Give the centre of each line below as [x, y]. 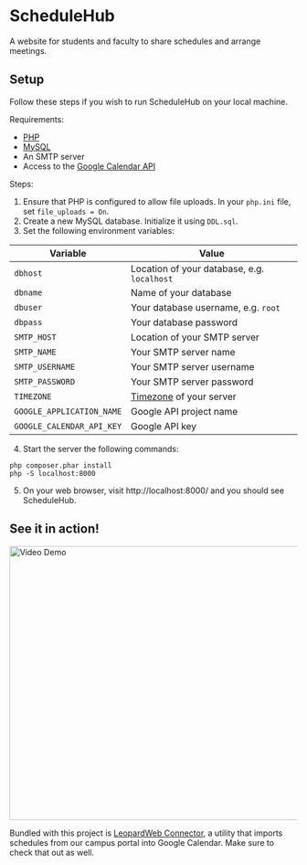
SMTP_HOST [35, 337]
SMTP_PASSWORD [45, 381]
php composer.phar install [61, 465]
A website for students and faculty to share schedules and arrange [135, 41]
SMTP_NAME [35, 352]
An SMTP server [53, 156]
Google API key [164, 426]
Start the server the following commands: [101, 448]
